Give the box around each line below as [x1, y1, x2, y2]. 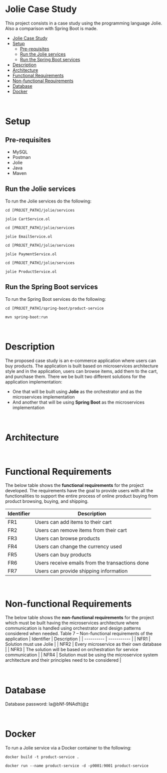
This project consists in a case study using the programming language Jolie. [5, 20, 162, 26]
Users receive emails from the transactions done [34, 559, 149, 566]
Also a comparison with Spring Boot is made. [5, 25, 98, 31]
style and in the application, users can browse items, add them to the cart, [5, 368, 158, 374]
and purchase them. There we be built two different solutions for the [5, 373, 146, 379]
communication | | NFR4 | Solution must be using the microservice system [5, 652, 158, 658]
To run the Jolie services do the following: [5, 198, 91, 204]
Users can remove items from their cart [34, 527, 127, 534]
